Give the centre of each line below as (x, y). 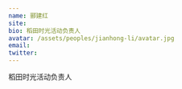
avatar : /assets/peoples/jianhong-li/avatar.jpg (91, 38)
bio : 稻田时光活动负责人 (44, 30)
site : (17, 23)
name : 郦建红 (28, 16)
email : (19, 46)
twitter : (23, 53)
